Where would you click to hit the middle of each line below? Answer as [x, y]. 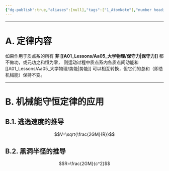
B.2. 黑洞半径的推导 [36, 151]
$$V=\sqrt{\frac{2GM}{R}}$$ [84, 134]
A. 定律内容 [29, 41]
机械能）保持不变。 [25, 75]
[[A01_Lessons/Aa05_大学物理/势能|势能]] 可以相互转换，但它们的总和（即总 [84, 68]
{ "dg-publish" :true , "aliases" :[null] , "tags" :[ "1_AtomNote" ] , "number [78, 10]
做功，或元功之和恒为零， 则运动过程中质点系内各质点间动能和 [74, 62]
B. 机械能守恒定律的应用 [55, 102]
